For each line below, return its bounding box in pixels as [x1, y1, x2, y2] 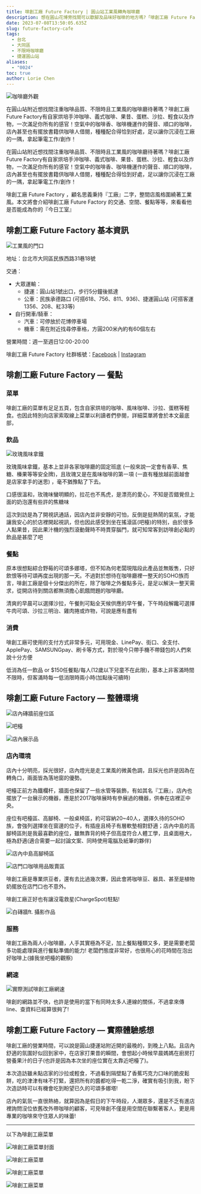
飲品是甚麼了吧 [6, 533, 43, 540]
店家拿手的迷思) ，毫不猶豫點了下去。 [11, 477, 105, 485]
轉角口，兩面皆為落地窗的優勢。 [6, 774, 85, 781]
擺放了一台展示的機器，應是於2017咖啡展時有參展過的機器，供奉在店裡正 [6, 794, 185, 802]
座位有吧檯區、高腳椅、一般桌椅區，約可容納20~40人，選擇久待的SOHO [6, 814, 185, 821]
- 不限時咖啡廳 [11, 48, 44, 54]
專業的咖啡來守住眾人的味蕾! [6, 1113, 77, 1120]
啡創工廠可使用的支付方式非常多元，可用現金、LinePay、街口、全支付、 [6, 639, 184, 646]
